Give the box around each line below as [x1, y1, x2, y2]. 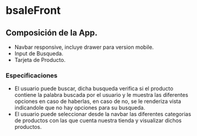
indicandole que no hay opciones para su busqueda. [14, 104, 146, 111]
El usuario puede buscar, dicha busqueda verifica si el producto [14, 85, 173, 92]
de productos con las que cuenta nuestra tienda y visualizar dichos [14, 117, 182, 124]
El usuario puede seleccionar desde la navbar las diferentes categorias [14, 111, 192, 118]
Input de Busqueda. [14, 50, 64, 57]
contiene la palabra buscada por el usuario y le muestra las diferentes [14, 91, 189, 99]
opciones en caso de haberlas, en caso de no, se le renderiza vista [14, 97, 182, 105]
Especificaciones [5, 71, 58, 79]
